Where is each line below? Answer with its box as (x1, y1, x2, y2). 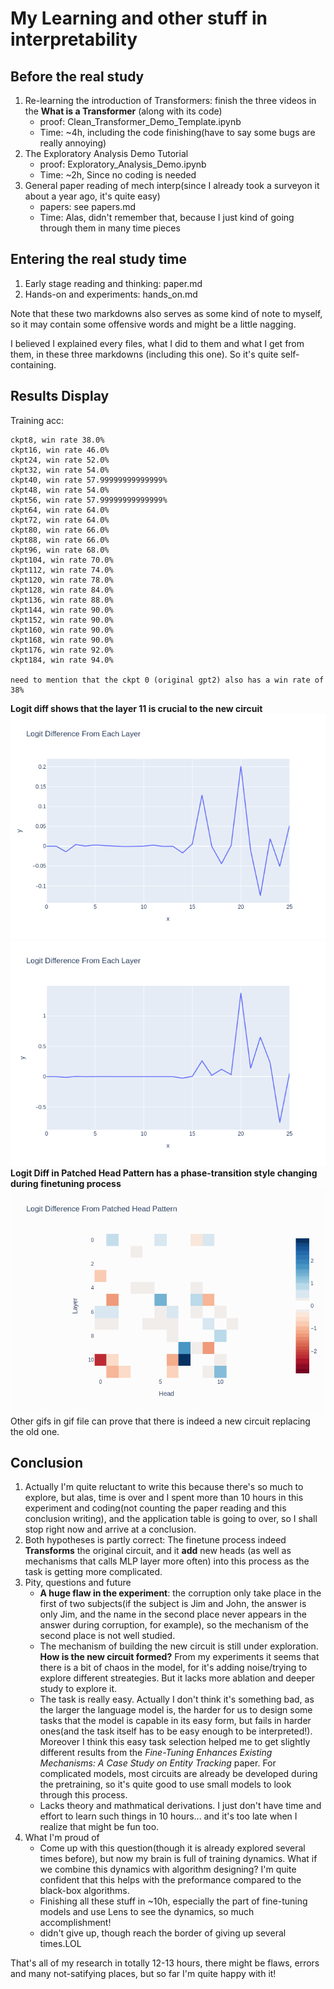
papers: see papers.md (39, 201, 137, 212)
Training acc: (10, 414, 65, 426)
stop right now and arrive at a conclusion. (24, 1523, 197, 1536)
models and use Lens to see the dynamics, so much (39, 1906, 255, 1918)
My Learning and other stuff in (10, 7, 268, 30)
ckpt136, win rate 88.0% (10, 595, 114, 605)
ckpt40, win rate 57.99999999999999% (10, 475, 168, 485)
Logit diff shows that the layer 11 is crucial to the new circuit (10, 702, 263, 714)
